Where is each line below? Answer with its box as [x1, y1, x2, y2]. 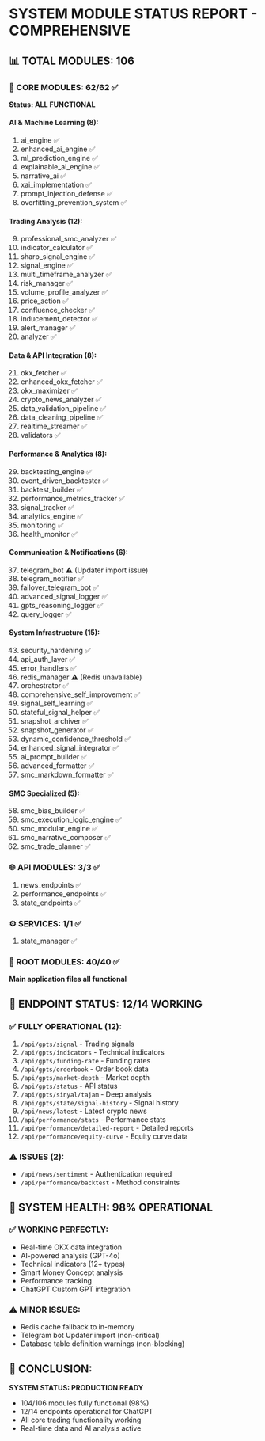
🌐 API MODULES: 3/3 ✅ [9, 862, 101, 873]
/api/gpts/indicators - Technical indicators [20, 1047, 165, 1057]
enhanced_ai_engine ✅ [20, 144, 96, 154]
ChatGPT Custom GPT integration [20, 1284, 131, 1294]
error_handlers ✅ [20, 663, 77, 673]
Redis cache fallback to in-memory [20, 1322, 135, 1332]
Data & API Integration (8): [9, 350, 97, 360]
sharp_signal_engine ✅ [20, 252, 96, 261]
